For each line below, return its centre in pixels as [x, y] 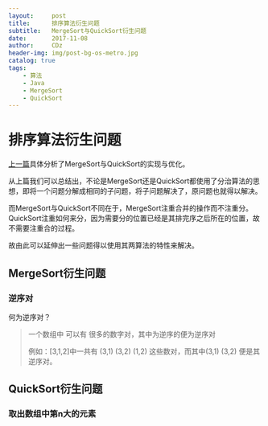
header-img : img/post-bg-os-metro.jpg [73, 53]
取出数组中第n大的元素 [52, 414]
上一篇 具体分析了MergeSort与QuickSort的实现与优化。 [99, 164]
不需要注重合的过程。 [43, 228]
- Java [34, 83]
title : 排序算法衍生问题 [54, 23]
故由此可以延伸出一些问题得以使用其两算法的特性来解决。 [103, 245]
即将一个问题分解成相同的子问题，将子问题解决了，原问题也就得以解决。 [142, 191]
